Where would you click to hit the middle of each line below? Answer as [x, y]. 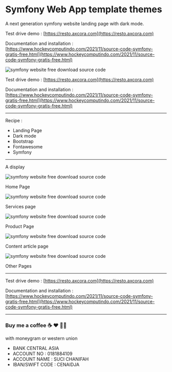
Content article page [27, 246]
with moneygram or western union [41, 338]
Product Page [20, 226]
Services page [20, 206]
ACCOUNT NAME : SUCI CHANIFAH [51, 359]
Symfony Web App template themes [84, 9]
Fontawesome [28, 146]
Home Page [18, 187]
